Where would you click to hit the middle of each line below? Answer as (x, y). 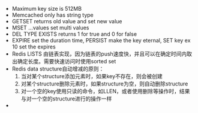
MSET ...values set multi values (50, 28)
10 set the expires (34, 47)
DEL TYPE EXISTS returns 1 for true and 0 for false (74, 34)
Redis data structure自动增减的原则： (58, 69)
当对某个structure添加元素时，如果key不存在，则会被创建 (92, 76)
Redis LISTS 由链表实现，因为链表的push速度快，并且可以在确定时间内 (99, 54)
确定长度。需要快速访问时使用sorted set (67, 61)
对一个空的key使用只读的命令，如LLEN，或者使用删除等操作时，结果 (105, 91)
